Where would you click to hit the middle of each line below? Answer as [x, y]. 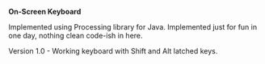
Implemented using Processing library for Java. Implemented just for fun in [132, 27]
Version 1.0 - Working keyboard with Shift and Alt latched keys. [113, 51]
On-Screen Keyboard [45, 12]
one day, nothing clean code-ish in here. [76, 36]
